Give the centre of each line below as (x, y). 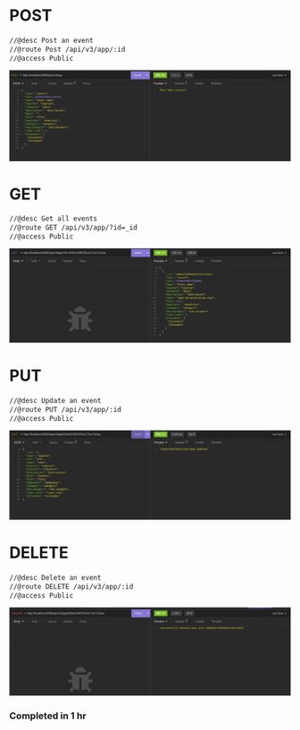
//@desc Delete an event (55, 578)
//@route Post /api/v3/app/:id (67, 49)
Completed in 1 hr (48, 716)
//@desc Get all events (54, 219)
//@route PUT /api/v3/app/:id (66, 410)
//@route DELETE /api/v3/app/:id (71, 587)
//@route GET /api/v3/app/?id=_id (74, 228)
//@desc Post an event (51, 40)
